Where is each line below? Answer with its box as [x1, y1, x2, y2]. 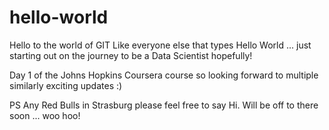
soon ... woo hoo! [9, 109, 81, 121]
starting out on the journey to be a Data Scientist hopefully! [9, 49, 253, 61]
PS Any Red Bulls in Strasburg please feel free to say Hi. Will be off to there [9, 99, 319, 111]
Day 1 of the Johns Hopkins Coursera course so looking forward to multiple [9, 69, 319, 81]
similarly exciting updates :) [9, 79, 123, 91]
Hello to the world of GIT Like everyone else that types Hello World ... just [9, 39, 312, 51]
